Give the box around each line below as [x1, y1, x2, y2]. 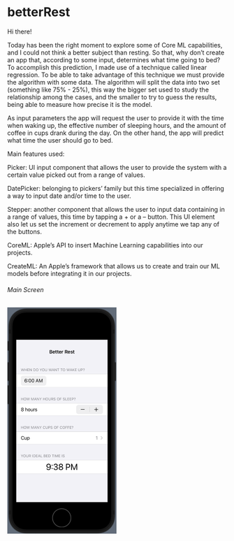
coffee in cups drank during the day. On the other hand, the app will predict [7, 129, 224, 137]
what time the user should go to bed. [7, 136, 113, 144]
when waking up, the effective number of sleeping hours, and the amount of [7, 121, 226, 129]
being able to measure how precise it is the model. [7, 100, 152, 108]
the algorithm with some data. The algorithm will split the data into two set [7, 78, 220, 86]
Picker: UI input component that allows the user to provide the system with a [7, 163, 227, 171]
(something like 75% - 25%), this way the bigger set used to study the [7, 85, 210, 94]
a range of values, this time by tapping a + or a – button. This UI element [7, 212, 215, 221]
